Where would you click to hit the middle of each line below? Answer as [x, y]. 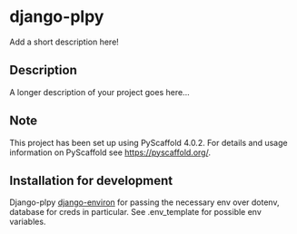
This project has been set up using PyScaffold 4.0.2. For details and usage [148, 142]
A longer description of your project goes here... [99, 92]
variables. [28, 222]
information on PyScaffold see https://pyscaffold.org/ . [110, 152]
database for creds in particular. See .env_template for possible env [135, 212]
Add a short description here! [64, 42]
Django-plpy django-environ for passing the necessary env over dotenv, [144, 202]
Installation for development [91, 180]
